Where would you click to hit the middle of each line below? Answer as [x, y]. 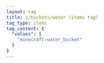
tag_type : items [27, 23]
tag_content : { [25, 28]
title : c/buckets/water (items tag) [52, 17]
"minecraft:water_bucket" [50, 40]
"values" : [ [27, 34]
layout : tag [21, 12]
